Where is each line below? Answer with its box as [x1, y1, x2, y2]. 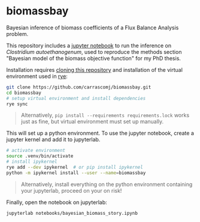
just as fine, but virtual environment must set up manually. [20, 118, 164, 125]
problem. [6, 30, 29, 37]
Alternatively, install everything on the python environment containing [20, 181, 193, 188]
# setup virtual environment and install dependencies [6, 95, 146, 101]
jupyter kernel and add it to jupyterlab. [6, 136, 101, 143]
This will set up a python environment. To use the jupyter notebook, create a [6, 130, 195, 137]
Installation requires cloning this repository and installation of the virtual [6, 66, 183, 73]
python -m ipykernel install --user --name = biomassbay [6, 169, 146, 176]
